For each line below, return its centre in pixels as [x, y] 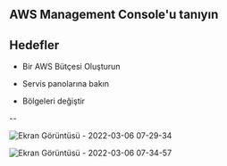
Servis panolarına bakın [66, 84]
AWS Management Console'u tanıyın [114, 15]
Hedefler [34, 45]
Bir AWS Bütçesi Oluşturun [71, 67]
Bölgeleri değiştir [54, 101]
